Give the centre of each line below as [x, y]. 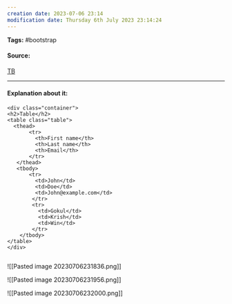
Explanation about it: [38, 93]
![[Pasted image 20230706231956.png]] [64, 279]
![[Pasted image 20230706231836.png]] [65, 266]
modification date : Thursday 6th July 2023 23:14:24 [85, 20]
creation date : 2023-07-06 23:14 [55, 14]
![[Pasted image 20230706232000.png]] [65, 293]
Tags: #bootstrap [32, 39]
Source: [19, 55]
